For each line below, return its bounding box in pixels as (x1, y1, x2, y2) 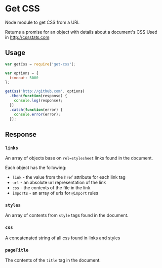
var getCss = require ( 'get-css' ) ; (5, 61, 77, 67)
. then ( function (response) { (9, 94, 68, 99)
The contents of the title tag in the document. (5, 257, 101, 263)
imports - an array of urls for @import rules (12, 190, 99, 196)
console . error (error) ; (14, 112, 61, 117)
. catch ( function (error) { (9, 107, 63, 112)
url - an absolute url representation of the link (12, 179, 106, 186)
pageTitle (5, 247, 29, 253)
